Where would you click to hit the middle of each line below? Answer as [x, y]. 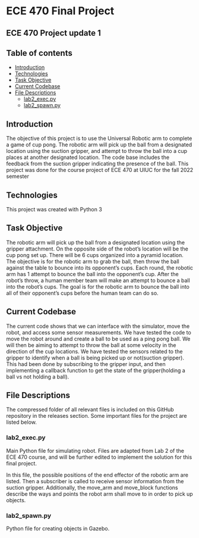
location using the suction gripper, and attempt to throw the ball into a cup [97, 151]
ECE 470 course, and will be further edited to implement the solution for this [99, 457]
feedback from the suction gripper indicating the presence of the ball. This [97, 164]
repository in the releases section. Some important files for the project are [97, 416]
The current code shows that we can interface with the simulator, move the [98, 326]
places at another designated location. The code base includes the [88, 157]
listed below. [22, 422]
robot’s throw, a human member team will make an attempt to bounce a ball [98, 280]
